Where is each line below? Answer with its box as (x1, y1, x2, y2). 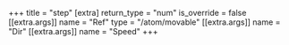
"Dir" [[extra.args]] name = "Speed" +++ (8, 26, 158, 36)
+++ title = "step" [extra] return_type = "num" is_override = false (8, 8, 247, 18)
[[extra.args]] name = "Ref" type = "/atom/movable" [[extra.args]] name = (8, 17, 281, 27)
